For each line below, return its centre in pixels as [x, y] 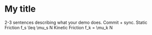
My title [20, 9]
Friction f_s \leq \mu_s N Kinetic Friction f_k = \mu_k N [59, 27]
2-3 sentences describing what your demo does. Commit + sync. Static [76, 22]
